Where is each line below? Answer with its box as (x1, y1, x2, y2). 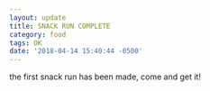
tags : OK (9, 38, 42, 48)
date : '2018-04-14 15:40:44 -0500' (9, 47, 143, 56)
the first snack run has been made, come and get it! (9, 71, 201, 82)
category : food (9, 30, 67, 39)
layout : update (9, 13, 67, 23)
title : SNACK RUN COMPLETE (9, 22, 111, 31)
